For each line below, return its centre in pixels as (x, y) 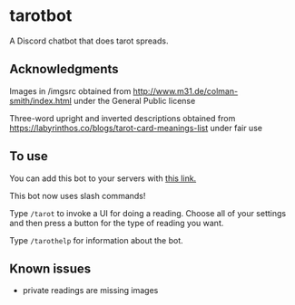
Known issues (50, 268)
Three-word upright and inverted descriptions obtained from (123, 118)
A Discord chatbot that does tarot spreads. (89, 41)
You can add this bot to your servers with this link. (103, 178)
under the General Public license (135, 100)
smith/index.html (41, 100)
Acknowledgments (64, 69)
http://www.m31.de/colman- (186, 91)
